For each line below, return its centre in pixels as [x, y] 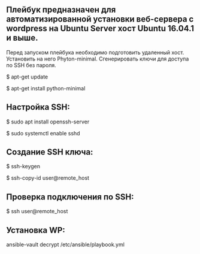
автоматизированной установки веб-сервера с [100, 19]
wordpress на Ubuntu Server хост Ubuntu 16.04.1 [100, 28]
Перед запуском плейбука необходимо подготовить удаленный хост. [95, 52]
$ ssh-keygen [23, 167]
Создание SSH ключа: [50, 152]
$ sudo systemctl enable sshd [43, 133]
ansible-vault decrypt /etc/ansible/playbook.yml [65, 244]
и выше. [22, 38]
